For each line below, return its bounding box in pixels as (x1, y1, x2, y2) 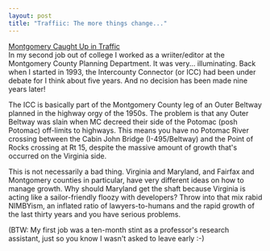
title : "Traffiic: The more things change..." (8, 19, 168, 27)
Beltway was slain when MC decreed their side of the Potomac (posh (8, 117, 238, 126)
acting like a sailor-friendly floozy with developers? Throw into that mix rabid (8, 192, 263, 202)
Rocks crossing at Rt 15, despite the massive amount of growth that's (8, 142, 238, 152)
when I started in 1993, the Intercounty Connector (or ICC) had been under (8, 67, 256, 76)
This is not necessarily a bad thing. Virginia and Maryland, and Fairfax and (8, 167, 255, 176)
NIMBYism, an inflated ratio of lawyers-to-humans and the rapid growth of (8, 200, 255, 210)
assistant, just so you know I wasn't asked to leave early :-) (8, 233, 205, 243)
